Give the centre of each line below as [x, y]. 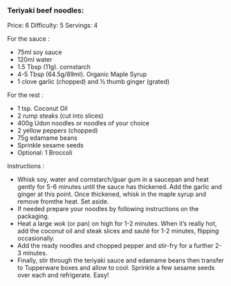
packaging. [33, 216]
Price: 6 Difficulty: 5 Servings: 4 [53, 26]
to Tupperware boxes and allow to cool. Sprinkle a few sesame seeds [116, 268]
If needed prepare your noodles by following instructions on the [108, 209]
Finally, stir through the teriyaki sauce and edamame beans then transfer [121, 260]
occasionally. [36, 238]
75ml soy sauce [39, 52]
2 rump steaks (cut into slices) [60, 116]
